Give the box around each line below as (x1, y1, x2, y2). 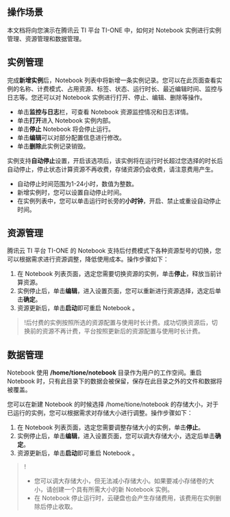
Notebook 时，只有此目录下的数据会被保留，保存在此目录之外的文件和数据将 (7, 377, 222, 386)
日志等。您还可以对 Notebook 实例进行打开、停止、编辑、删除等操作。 (7, 93, 207, 101)
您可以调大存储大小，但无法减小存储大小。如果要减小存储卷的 (34, 477, 209, 485)
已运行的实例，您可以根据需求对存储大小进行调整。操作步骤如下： (7, 409, 193, 417)
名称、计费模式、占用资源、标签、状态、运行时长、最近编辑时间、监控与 (18, 84, 223, 92)
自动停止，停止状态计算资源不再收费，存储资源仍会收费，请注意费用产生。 (7, 165, 217, 173)
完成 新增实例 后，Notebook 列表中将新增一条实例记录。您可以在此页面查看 (7, 76, 217, 84)
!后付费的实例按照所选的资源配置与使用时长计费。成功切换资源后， (23, 318, 212, 327)
